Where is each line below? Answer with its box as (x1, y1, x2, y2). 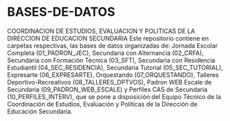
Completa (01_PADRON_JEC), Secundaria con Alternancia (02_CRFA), (7, 49, 204, 57)
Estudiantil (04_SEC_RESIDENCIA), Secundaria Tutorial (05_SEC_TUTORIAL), (7, 63, 223, 71)
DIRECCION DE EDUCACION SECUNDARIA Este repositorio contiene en (7, 34, 209, 42)
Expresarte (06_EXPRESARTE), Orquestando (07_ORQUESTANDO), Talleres (7, 70, 220, 79)
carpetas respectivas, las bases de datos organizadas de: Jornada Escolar (7, 41, 218, 49)
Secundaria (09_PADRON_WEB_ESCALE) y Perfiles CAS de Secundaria (7, 85, 208, 93)
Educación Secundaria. (7, 107, 73, 115)
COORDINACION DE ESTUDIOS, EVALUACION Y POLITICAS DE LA (7, 27, 196, 35)
